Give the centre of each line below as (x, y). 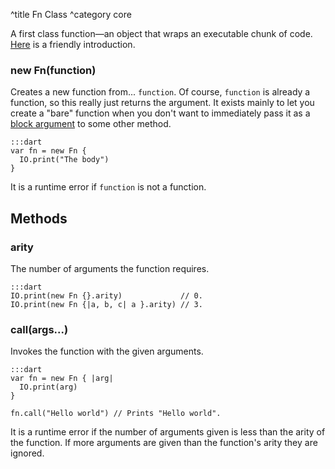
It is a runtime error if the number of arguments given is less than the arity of (168, 432)
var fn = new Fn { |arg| (62, 379)
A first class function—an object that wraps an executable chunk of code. (161, 33)
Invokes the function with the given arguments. (107, 351)
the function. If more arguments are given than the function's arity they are (164, 443)
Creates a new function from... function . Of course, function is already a (160, 92)
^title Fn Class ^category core (71, 14)
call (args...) (39, 329)
